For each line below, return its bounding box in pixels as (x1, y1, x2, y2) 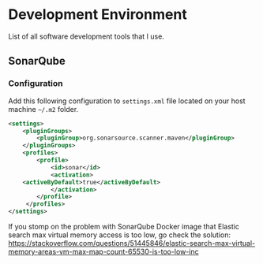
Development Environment (8, 6, 187, 24)
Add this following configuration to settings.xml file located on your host (8, 96, 246, 106)
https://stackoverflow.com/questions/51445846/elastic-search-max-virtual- (8, 239, 256, 247)
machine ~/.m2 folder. (8, 104, 79, 113)
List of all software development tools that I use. (8, 32, 164, 41)
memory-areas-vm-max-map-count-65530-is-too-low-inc (8, 247, 199, 256)
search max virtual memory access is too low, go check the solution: (8, 230, 231, 240)
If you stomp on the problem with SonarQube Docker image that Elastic (8, 222, 239, 231)
